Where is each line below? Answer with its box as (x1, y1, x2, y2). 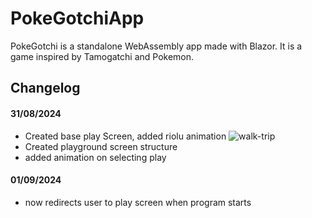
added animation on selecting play (24, 151, 167, 163)
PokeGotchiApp (10, 7, 145, 30)
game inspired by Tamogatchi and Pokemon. (10, 50, 195, 62)
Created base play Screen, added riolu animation (24, 130, 227, 142)
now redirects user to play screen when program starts (24, 196, 252, 208)
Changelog (10, 80, 81, 97)
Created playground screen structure (24, 140, 178, 152)
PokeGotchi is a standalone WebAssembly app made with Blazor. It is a (10, 40, 303, 52)
